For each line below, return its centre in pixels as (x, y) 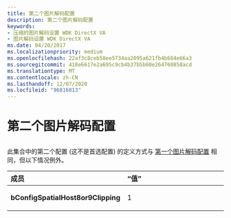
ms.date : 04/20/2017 (37, 45)
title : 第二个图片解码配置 (41, 13)
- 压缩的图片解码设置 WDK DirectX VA (56, 33)
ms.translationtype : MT (41, 71)
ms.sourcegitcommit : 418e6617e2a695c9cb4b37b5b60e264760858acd (100, 65)
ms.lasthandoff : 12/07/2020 (47, 84)
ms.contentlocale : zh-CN (43, 77)
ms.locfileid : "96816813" (44, 90)
